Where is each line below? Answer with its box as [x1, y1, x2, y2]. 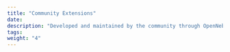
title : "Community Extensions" [7, 9, 97, 17]
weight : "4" [7, 35, 41, 42]
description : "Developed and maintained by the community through [7, 22, 201, 29]
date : [7, 16, 23, 23]
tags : [7, 28, 23, 36]
